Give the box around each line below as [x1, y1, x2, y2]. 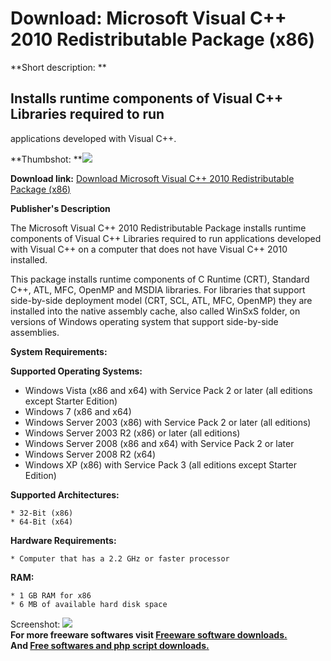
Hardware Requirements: [10, 534, 117, 546]
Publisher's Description [10, 202, 111, 214]
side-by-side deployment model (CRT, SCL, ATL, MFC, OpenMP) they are [10, 294, 313, 306]
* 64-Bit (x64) [10, 517, 74, 527]
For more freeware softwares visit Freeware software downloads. [10, 628, 288, 641]
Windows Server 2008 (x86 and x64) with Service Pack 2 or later [24, 437, 295, 449]
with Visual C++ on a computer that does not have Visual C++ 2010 [10, 243, 288, 255]
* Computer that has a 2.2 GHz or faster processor [10, 553, 230, 564]
